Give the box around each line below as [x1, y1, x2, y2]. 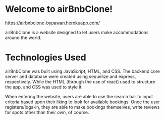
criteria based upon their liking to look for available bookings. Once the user [5, 99, 160, 105]
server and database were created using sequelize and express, [5, 73, 136, 80]
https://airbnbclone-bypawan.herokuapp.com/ [5, 20, 100, 26]
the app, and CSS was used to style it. [5, 84, 83, 90]
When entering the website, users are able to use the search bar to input [5, 93, 153, 99]
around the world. [5, 35, 42, 40]
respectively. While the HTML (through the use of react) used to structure [5, 79, 155, 84]
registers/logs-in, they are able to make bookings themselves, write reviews [5, 104, 160, 110]
